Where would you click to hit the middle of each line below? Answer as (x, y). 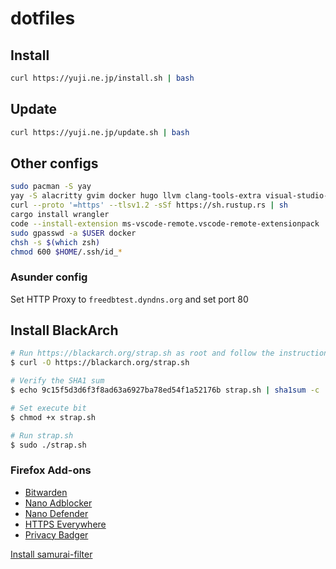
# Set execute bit (48, 408)
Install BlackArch (64, 330)
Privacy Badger (56, 534)
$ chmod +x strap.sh (53, 417)
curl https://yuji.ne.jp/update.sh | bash (100, 132)
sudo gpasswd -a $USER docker (73, 233)
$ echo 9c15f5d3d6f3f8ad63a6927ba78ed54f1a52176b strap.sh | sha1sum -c (165, 390)
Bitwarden (46, 492)
